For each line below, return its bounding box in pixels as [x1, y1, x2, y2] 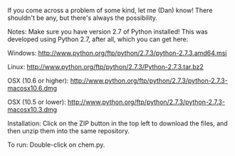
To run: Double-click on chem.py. [7, 140, 105, 149]
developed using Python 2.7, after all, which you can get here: [7, 35, 189, 43]
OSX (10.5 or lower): [7, 98, 66, 106]
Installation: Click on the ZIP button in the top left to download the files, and [7, 119, 228, 128]
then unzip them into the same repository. [7, 127, 130, 135]
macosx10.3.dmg [7, 105, 58, 113]
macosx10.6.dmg [7, 84, 58, 92]
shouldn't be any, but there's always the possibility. [7, 14, 158, 22]
